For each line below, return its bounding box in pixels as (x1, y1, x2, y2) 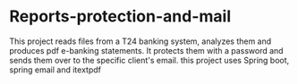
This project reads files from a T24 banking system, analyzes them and (9, 36, 272, 46)
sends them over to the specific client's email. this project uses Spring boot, (9, 55, 290, 65)
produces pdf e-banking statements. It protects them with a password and (9, 45, 284, 55)
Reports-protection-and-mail (9, 6, 231, 27)
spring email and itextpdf (9, 64, 101, 75)
